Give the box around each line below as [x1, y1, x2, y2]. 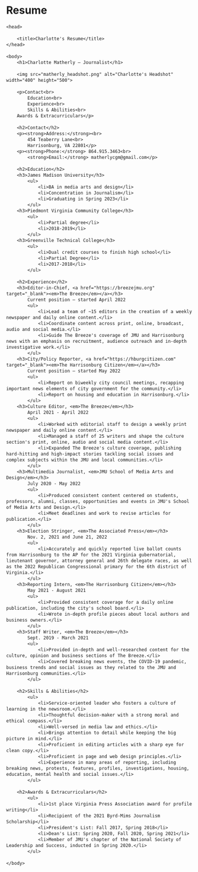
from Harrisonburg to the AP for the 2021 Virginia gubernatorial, [6, 552, 177, 558]
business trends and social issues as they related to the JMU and [6, 664, 177, 670]
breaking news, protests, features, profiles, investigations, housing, [6, 765, 190, 771]
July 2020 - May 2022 [27, 480, 81, 486]
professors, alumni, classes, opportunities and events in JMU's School [6, 498, 190, 504]
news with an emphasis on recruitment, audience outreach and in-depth [6, 338, 187, 344]
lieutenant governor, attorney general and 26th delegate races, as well [6, 558, 193, 564]
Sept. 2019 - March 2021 [27, 635, 89, 641]
